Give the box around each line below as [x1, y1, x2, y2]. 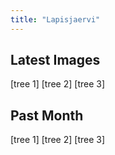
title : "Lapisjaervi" [10, 14, 101, 25]
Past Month [10, 107, 84, 124]
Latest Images [10, 52, 101, 69]
